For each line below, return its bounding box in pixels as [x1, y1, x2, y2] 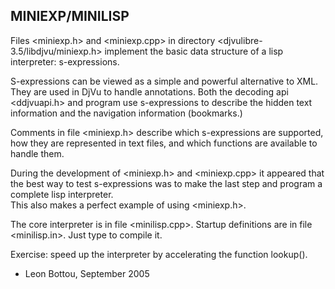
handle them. [10, 147, 65, 159]
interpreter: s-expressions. [10, 55, 120, 68]
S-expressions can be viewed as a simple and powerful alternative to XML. [10, 75, 319, 87]
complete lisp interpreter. [10, 188, 114, 200]
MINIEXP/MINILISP [10, 8, 130, 25]
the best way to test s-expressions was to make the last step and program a [10, 177, 323, 189]
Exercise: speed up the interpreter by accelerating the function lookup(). [10, 248, 308, 260]
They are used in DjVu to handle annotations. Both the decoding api [10, 85, 289, 98]
